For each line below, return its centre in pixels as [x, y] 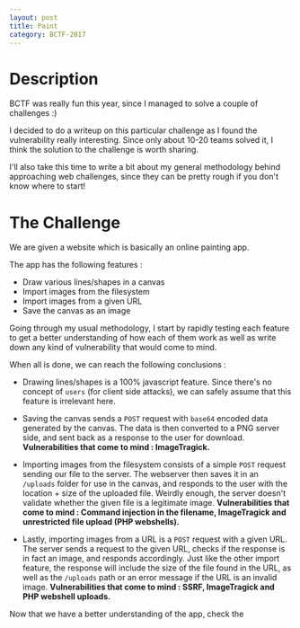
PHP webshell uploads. [66, 597]
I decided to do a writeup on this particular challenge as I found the [133, 130]
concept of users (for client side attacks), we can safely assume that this [157, 392]
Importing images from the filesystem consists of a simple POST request [154, 464]
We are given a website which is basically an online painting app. [129, 247]
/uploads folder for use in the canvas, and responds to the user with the [155, 484]
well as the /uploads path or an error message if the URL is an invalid [150, 578]
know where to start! [48, 186]
